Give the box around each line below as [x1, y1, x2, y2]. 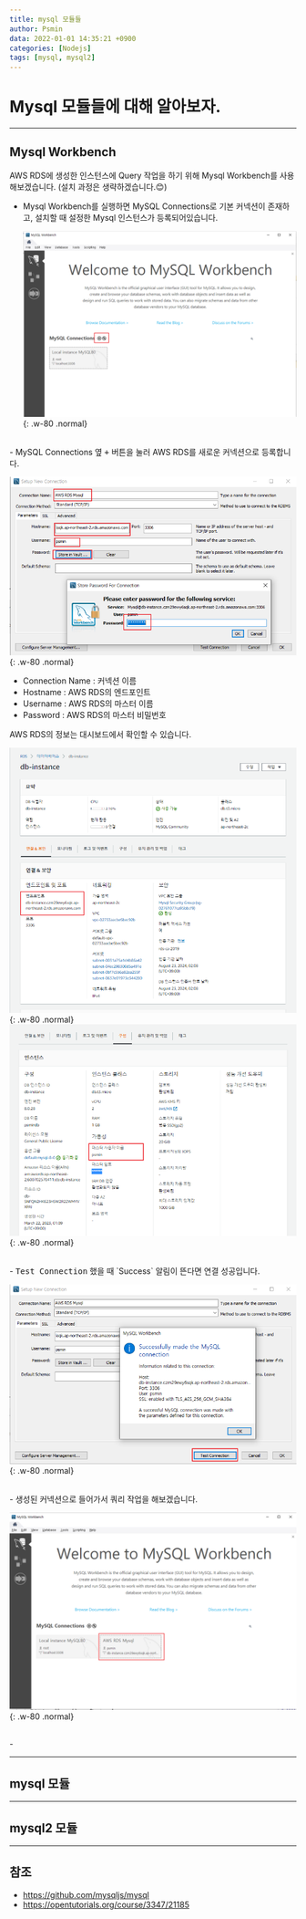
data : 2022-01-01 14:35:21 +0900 [9, 34, 137, 43]
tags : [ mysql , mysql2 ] [9, 53, 96, 63]
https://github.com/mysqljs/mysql [22, 1889, 150, 1900]
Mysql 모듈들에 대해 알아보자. [9, 97, 221, 118]
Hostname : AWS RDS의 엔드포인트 [22, 687, 151, 698]
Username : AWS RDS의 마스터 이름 [22, 698, 154, 709]
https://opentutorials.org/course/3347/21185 [22, 1899, 189, 1910]
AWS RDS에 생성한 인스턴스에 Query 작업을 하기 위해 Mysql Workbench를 [9, 170, 278, 181]
